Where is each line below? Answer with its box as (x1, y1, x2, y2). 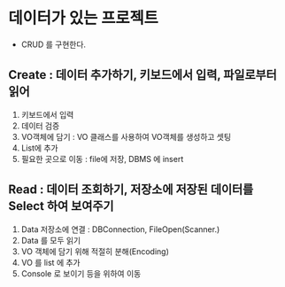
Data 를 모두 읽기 (20, 235, 81, 245)
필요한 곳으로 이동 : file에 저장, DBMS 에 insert (20, 153, 184, 164)
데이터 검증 (20, 120, 60, 131)
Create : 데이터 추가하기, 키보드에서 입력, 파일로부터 (8, 67, 278, 82)
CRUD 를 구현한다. (20, 39, 86, 50)
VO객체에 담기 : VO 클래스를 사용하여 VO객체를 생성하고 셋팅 (20, 131, 232, 142)
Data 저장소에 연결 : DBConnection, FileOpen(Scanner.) (20, 223, 220, 235)
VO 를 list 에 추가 (20, 257, 81, 268)
